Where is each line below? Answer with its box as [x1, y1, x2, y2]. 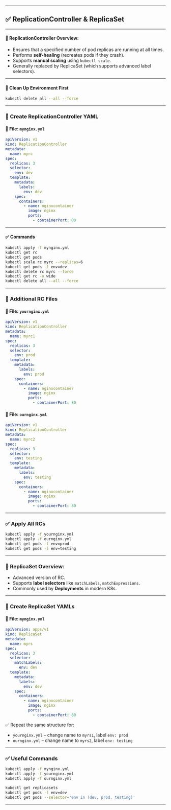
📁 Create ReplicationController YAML [5, 113, 99, 120]
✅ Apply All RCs [5, 520, 46, 527]
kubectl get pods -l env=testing [5, 546, 76, 551]
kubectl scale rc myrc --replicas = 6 [5, 259, 83, 265]
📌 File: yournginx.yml [5, 308, 49, 314]
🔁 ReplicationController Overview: [5, 35, 79, 41]
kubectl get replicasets [5, 785, 58, 790]
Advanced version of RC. [12, 574, 65, 581]
